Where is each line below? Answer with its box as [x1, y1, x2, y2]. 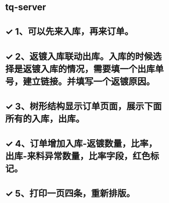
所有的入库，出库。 [5, 113, 85, 124]
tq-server [5, 2, 46, 13]
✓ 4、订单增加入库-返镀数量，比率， [5, 138, 157, 149]
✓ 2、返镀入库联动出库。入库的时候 [5, 51, 153, 62]
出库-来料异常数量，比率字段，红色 [5, 150, 151, 162]
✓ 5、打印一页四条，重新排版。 [5, 188, 135, 199]
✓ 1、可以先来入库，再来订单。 [5, 26, 134, 38]
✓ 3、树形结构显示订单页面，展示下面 [5, 101, 162, 112]
